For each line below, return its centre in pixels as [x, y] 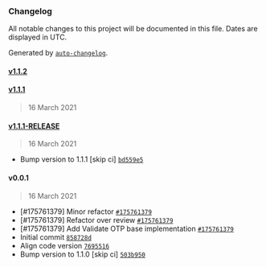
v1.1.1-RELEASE [34, 125]
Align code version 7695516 [65, 245]
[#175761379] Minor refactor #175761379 [86, 212]
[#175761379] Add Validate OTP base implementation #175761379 [127, 228]
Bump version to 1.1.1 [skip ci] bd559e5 [82, 159]
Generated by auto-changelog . [58, 53]
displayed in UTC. [38, 37]
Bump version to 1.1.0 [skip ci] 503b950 [83, 254]
